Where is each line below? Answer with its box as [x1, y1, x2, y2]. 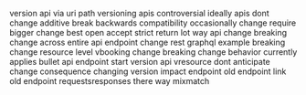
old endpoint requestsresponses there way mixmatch [9, 76, 210, 86]
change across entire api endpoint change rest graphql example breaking [9, 37, 286, 47]
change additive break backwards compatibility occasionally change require [9, 17, 297, 28]
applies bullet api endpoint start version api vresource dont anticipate [9, 57, 271, 67]
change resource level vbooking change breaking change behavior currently [9, 47, 298, 58]
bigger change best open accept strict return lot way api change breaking [9, 27, 288, 37]
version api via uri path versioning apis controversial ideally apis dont [9, 8, 269, 18]
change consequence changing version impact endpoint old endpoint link [9, 66, 287, 77]
